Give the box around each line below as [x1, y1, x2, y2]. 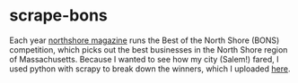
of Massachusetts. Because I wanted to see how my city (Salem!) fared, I [9, 54, 279, 64]
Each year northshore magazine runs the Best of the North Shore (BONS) [9, 35, 280, 46]
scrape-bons [9, 5, 108, 26]
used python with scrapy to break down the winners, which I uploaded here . [9, 63, 291, 74]
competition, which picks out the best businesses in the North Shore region [9, 44, 288, 54]
